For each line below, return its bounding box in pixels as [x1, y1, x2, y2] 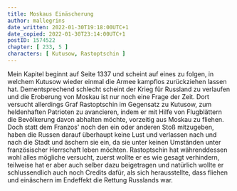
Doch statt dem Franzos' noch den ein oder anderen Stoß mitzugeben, [7, 123, 214, 131]
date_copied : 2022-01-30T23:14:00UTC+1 [7, 30, 126, 38]
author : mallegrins [7, 17, 65, 24]
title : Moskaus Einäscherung [7, 10, 94, 18]
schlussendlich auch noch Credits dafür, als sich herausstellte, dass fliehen [7, 168, 228, 177]
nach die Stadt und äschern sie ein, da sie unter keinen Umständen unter [7, 138, 221, 146]
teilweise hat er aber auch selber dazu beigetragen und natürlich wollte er [7, 160, 224, 169]
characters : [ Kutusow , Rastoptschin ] [7, 51, 126, 58]
